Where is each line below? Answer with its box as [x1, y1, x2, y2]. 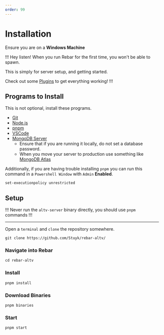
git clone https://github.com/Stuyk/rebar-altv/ [5, 236, 106, 240]
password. [19, 146, 41, 152]
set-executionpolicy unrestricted [5, 181, 76, 186]
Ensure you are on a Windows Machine [5, 45, 85, 50]
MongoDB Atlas [19, 156, 51, 162]
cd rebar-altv [5, 258, 34, 263]
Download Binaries [5, 292, 51, 299]
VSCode [12, 130, 29, 136]
